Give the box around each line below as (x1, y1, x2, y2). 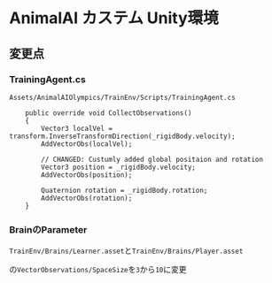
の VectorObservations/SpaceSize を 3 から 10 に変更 (9, 264, 187, 275)
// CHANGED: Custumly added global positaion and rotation (41, 155, 264, 164)
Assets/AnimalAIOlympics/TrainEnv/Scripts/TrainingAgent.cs (9, 93, 237, 102)
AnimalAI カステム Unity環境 (9, 8, 219, 28)
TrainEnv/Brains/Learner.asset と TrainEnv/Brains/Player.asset (9, 245, 244, 256)
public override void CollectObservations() (25, 108, 192, 118)
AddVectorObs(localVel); (41, 139, 133, 149)
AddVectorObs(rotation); (41, 194, 133, 203)
